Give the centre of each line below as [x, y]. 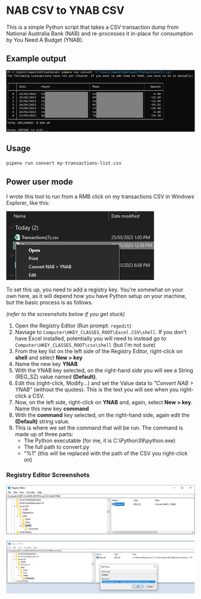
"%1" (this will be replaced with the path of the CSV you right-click [106, 453]
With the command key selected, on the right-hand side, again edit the [102, 415]
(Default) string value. [42, 421]
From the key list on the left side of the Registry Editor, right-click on [99, 351]
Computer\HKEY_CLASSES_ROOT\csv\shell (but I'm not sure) [85, 345]
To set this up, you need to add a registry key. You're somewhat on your [95, 290]
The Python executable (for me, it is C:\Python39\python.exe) [100, 440]
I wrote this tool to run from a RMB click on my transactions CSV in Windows [100, 196]
